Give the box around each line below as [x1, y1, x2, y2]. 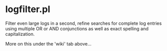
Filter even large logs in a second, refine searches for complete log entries [5, 20, 162, 26]
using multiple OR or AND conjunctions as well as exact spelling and [5, 25, 149, 31]
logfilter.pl [5, 4, 51, 15]
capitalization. [5, 31, 35, 37]
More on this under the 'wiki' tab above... [5, 40, 92, 46]
